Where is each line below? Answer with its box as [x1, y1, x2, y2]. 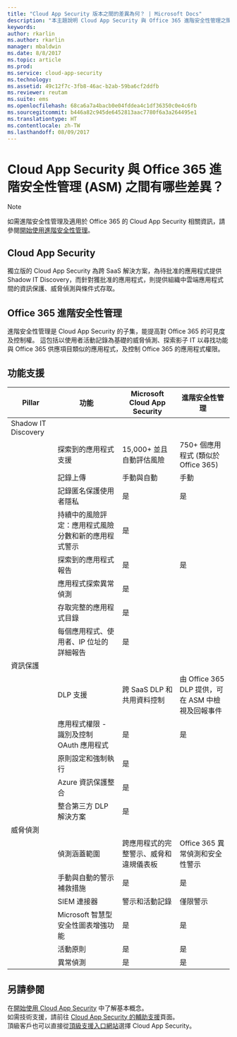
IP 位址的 [78, 636, 109, 646]
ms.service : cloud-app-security [7, 69, 102, 76]
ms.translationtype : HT [7, 115, 78, 122]
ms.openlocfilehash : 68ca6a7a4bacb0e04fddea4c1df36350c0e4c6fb [7, 102, 197, 109]
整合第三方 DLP [57, 801, 109, 811]
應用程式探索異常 [57, 579, 114, 588]
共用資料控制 [122, 695, 165, 705]
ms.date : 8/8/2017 [7, 50, 61, 57]
